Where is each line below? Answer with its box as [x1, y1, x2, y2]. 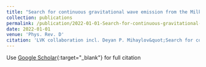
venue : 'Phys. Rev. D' [6, 32, 64, 38]
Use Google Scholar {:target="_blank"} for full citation [6, 54, 141, 61]
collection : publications [6, 15, 72, 21]
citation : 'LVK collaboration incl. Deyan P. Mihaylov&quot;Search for [6, 37, 193, 43]
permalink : [6, 20, 34, 26]
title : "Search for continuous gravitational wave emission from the [6, 9, 188, 15]
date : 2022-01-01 [6, 26, 51, 32]
